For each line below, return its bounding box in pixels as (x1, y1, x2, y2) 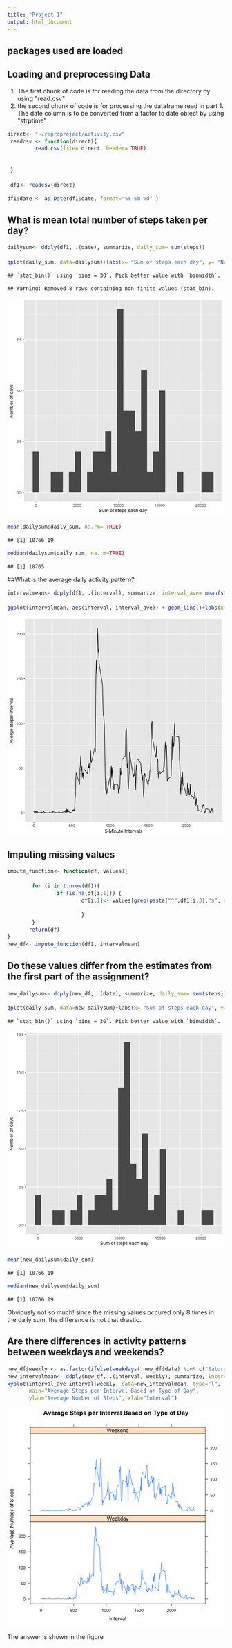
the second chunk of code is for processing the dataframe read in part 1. (17, 101, 224, 110)
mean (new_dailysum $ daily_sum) (7, 1256, 95, 1263)
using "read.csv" (17, 94, 66, 102)
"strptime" (17, 116, 47, 125)
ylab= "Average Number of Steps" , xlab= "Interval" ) (28, 1395, 177, 1402)
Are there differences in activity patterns (7, 1336, 186, 1348)
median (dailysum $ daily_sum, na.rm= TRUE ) (7, 550, 126, 556)
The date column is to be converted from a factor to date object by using (17, 109, 224, 117)
